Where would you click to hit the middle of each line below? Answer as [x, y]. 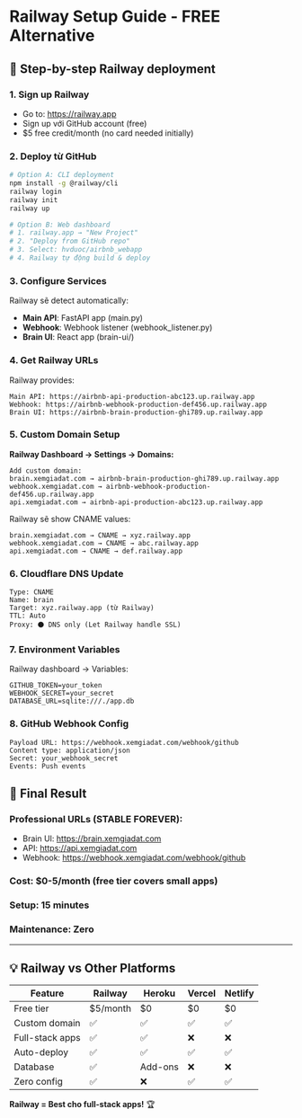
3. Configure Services [58, 280]
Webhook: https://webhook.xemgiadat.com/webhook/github [134, 858]
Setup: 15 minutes [49, 905]
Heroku [160, 993]
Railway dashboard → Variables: [69, 669]
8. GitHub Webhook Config [69, 723]
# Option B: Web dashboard [60, 225]
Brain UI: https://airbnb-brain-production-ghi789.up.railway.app [136, 412]
